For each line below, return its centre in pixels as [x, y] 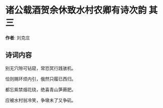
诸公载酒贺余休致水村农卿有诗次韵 [76, 10]
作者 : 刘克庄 [18, 38]
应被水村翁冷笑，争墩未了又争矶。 [41, 100]
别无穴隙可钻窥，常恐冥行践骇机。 [41, 68]
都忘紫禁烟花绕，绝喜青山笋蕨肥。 [41, 89]
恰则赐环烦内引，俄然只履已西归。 [41, 79]
